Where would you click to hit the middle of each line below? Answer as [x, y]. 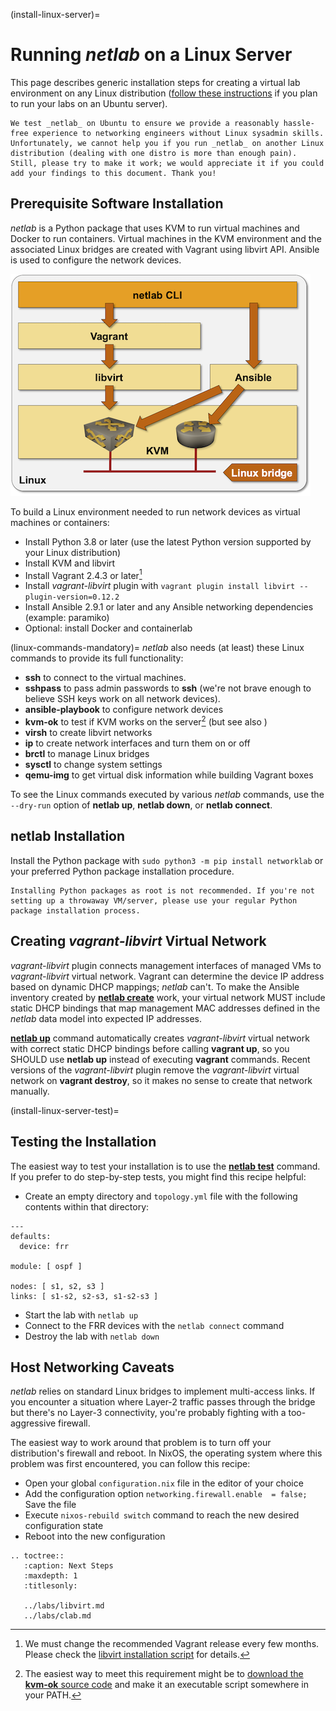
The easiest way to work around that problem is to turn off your [141, 1443]
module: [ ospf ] [46, 1266]
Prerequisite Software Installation [117, 204]
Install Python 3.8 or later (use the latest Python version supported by [168, 541]
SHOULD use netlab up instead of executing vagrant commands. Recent [160, 1059]
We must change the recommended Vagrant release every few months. [172, 1644]
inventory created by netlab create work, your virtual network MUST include [168, 997]
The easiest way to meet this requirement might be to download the [164, 1674]
